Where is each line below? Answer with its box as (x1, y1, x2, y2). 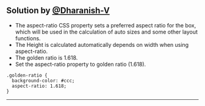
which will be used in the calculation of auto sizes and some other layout (15, 28, 198, 35)
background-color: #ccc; (12, 77, 75, 83)
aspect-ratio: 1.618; (12, 83, 67, 89)
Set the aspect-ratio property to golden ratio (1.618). (15, 60, 146, 68)
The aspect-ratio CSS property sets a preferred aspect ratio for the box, (15, 21, 196, 29)
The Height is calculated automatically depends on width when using (15, 41, 189, 48)
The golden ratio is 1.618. (15, 54, 78, 61)
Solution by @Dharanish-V (6, 5, 110, 16)
